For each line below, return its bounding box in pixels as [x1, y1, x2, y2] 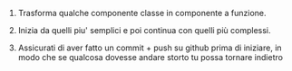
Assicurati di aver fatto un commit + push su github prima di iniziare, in [17, 42, 283, 53]
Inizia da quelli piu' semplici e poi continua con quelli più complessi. [17, 25, 271, 35]
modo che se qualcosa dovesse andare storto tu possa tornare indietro [17, 52, 284, 62]
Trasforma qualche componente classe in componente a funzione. [17, 8, 267, 18]
